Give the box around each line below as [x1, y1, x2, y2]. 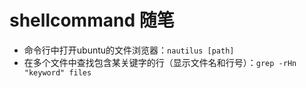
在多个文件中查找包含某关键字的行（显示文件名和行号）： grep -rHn [23, 56, 297, 68]
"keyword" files [23, 67, 92, 78]
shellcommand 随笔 [9, 9, 175, 32]
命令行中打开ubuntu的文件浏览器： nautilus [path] [23, 44, 235, 56]
